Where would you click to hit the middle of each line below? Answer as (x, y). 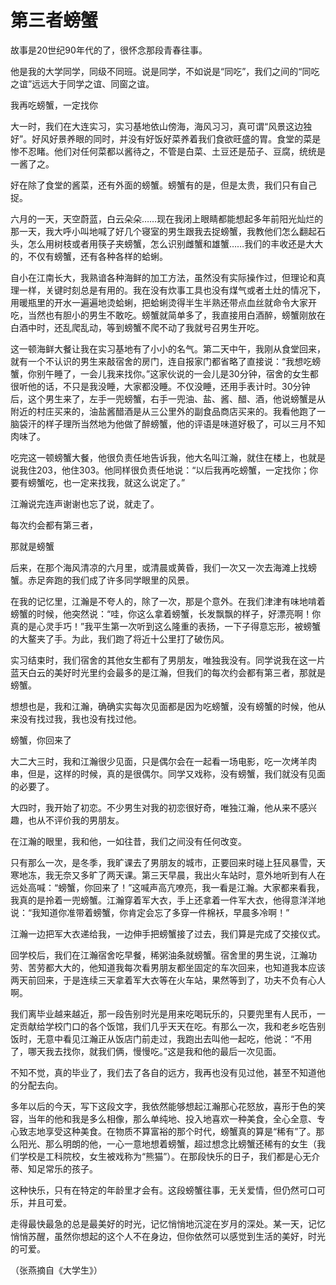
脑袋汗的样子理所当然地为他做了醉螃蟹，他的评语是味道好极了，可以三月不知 (168, 423)
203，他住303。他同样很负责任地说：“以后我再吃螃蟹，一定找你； (173, 470)
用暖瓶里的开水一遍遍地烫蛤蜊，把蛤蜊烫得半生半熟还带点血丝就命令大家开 (163, 302)
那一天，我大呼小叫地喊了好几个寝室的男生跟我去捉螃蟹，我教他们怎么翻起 (163, 231)
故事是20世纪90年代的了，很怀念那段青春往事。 (109, 50)
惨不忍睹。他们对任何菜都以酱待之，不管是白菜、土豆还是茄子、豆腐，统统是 (168, 151)
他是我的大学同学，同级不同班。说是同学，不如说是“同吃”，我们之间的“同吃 (165, 71)
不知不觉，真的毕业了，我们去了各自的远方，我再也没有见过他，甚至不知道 (163, 1072)
